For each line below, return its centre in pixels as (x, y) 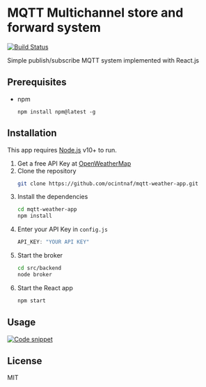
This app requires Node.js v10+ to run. (62, 150)
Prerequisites (37, 82)
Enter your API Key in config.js (62, 229)
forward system (54, 27)
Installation (32, 133)
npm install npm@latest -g (56, 112)
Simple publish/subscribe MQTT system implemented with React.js (103, 60)
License (25, 361)
